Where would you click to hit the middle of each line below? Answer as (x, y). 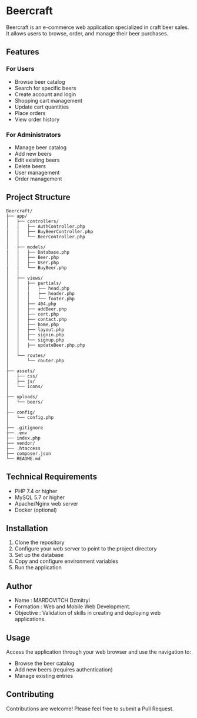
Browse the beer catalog (44, 663)
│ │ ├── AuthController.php (46, 226)
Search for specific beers (45, 88)
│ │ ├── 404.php (31, 304)
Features (23, 52)
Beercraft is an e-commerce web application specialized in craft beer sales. (98, 27)
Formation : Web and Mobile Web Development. (73, 606)
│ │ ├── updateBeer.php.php (46, 345)
